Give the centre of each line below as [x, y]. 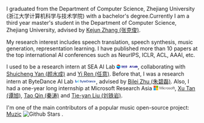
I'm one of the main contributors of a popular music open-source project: [98, 108]
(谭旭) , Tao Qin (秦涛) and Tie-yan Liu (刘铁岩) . [65, 95]
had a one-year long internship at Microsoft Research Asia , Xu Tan [101, 88]
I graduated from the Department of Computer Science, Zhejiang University [101, 9]
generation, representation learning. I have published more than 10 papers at [102, 48]
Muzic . [35, 114]
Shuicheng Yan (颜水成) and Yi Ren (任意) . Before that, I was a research [95, 74]
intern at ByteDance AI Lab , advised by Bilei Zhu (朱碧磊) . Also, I [98, 81]
